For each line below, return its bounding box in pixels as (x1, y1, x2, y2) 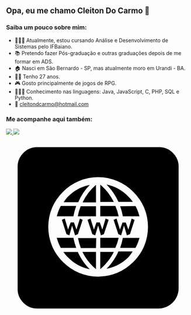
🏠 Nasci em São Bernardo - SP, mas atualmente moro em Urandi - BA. (14, 64, 186, 71)
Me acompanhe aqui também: (6, 115, 93, 123)
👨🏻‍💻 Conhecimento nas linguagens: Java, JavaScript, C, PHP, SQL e (14, 88, 180, 95)
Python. (14, 94, 34, 101)
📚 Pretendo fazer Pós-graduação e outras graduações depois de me (14, 49, 182, 56)
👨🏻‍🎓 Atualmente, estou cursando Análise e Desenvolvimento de (14, 36, 168, 44)
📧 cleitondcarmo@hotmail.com (14, 100, 89, 107)
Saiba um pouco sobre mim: (6, 23, 87, 32)
